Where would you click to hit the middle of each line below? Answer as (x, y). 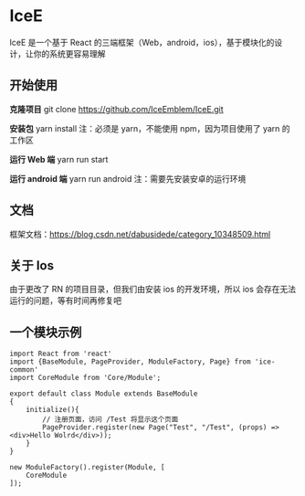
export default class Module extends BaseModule (104, 394)
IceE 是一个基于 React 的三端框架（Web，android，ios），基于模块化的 (142, 42)
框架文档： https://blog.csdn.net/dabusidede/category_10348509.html (140, 234)
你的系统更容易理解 (69, 53)
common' (24, 370)
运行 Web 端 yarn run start (59, 159)
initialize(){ (53, 410)
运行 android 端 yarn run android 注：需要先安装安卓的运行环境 (128, 178)
